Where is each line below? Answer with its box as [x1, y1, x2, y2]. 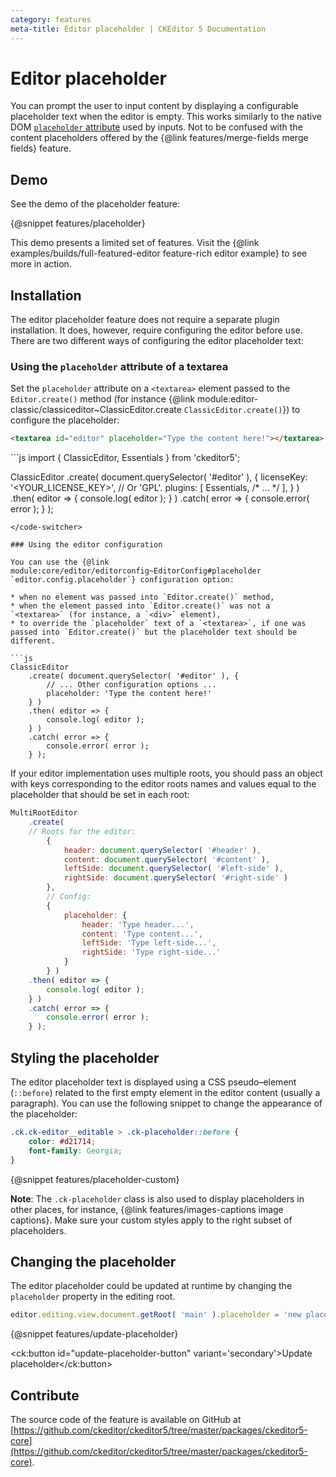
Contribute [10, 1387, 80, 1404]
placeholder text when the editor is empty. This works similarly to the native [10, 111, 322, 123]
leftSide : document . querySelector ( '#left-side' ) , [63, 864, 284, 874]
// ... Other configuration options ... [46, 680, 217, 690]
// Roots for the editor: [28, 826, 137, 836]
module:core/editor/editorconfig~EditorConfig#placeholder [10, 566, 262, 576]
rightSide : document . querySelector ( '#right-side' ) [63, 873, 288, 883]
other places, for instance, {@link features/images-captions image [10, 1203, 284, 1215]
